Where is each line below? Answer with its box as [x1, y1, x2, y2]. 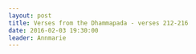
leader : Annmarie [8, 33, 67, 42]
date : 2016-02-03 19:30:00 [8, 26, 99, 34]
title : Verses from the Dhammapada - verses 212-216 [8, 19, 189, 27]
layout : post [8, 11, 52, 20]
